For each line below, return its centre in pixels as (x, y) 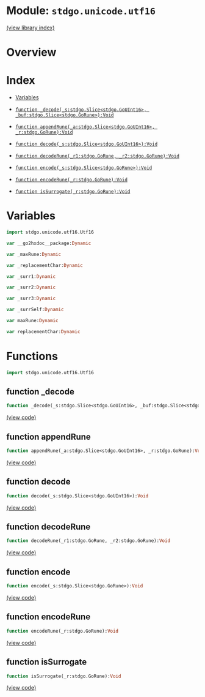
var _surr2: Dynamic (31, 288)
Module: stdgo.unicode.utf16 (81, 11)
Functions (32, 356)
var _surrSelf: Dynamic (35, 310)
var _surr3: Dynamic (31, 299)
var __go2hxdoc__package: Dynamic (49, 243)
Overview (31, 52)
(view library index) (31, 28)
